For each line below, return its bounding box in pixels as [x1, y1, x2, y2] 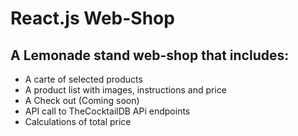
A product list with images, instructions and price [24, 84, 228, 96]
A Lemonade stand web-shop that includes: [10, 47, 290, 64]
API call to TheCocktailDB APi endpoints [24, 105, 191, 117]
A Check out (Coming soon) [24, 95, 140, 106]
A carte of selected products [24, 73, 143, 85]
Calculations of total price [24, 116, 132, 127]
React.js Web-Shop [10, 7, 175, 30]
